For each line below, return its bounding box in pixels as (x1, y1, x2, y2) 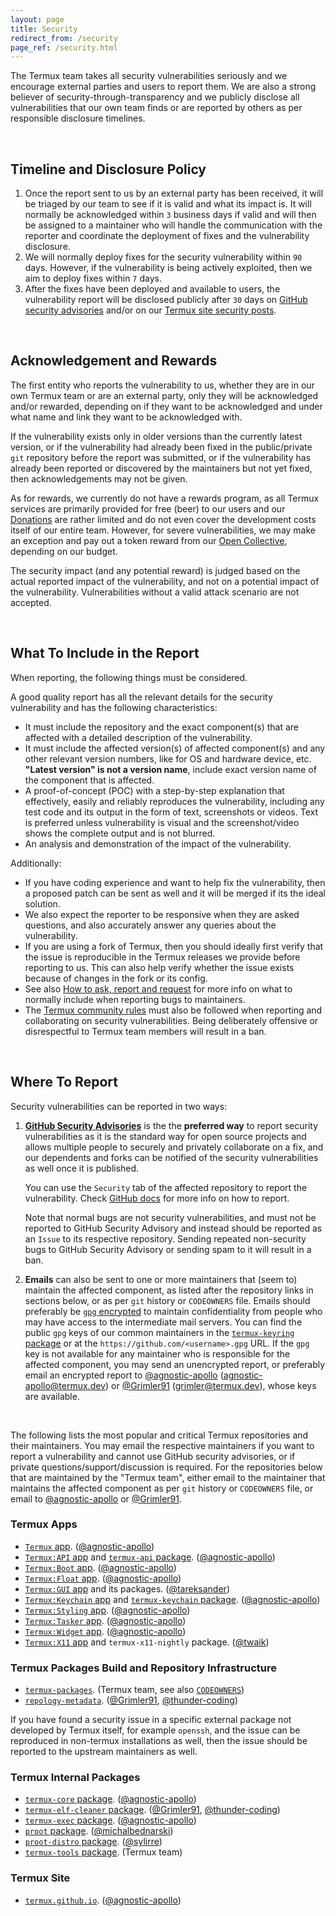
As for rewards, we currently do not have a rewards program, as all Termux (10, 492, 320, 504)
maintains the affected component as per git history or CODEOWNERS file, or (10, 1482, 314, 1494)
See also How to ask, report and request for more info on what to (24, 982, 293, 995)
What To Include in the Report (10, 645, 200, 662)
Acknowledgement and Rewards (10, 352, 218, 370)
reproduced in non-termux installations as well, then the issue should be (10, 1735, 308, 1747)
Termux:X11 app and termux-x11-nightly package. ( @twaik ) (24, 1636, 270, 1648)
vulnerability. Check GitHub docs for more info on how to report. (24, 1192, 290, 1204)
